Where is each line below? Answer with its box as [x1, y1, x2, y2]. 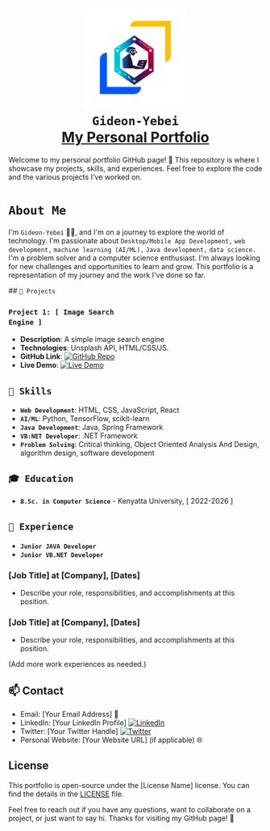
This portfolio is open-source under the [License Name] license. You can [8, 780, 250, 790]
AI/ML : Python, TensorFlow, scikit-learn [19, 413, 150, 423]
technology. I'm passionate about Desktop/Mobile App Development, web [8, 235, 246, 245]
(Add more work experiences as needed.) [8, 660, 147, 669]
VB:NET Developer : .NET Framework [19, 431, 139, 441]
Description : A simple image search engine [19, 335, 165, 344]
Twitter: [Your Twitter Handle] [19, 727, 118, 736]
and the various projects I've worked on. [8, 172, 143, 182]
